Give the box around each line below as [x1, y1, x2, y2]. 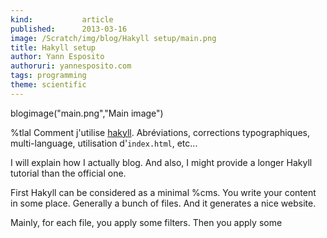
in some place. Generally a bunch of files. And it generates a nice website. [10, 197, 317, 209]
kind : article [10, 14, 114, 25]
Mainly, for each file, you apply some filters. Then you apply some [10, 216, 283, 228]
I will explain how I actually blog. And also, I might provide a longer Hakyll [10, 156, 313, 168]
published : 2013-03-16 [10, 24, 128, 34]
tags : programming [10, 71, 87, 81]
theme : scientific [10, 80, 87, 90]
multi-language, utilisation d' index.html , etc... [10, 137, 198, 149]
